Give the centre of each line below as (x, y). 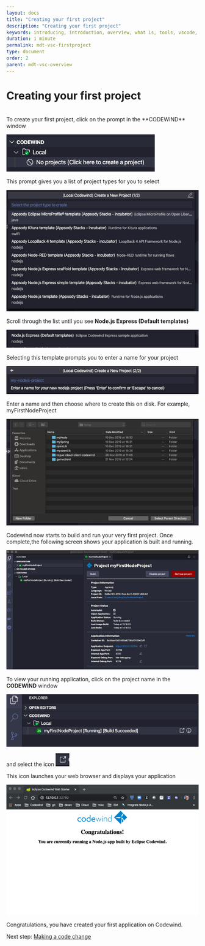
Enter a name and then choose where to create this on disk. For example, (98, 404)
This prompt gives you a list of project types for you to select (83, 181)
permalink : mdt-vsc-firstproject (49, 45)
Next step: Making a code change (49, 937)
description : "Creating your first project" (64, 26)
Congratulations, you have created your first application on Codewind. (95, 925)
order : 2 (17, 58)
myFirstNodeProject (31, 411)
